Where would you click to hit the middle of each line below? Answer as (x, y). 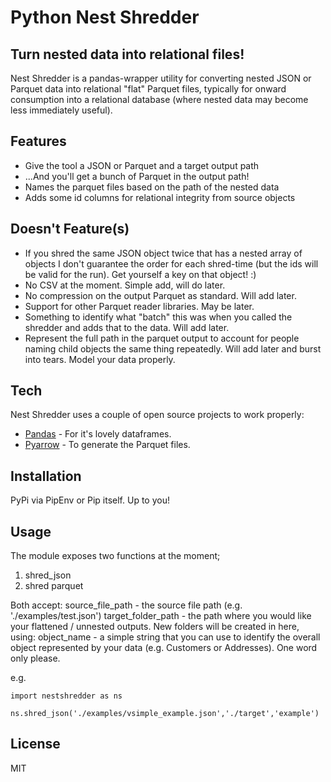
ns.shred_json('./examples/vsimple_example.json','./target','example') (165, 714)
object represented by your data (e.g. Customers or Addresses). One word (164, 648)
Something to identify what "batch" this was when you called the (158, 317)
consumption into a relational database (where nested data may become (159, 99)
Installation (46, 476)
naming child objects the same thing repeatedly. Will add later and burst (173, 348)
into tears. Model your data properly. (100, 359)
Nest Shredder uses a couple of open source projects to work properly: (157, 415)
